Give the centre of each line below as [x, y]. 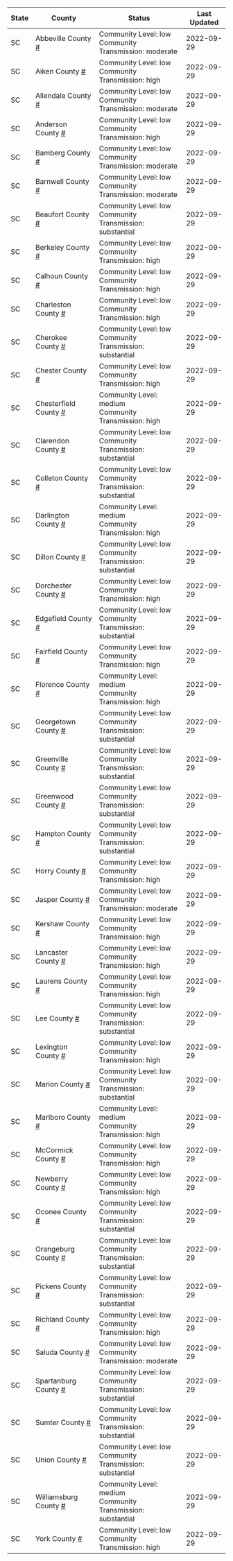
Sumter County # [63, 1423]
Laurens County [61, 981]
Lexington [51, 1047]
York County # [59, 1538]
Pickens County [61, 1286]
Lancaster [51, 952]
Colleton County [62, 478]
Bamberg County [63, 153]
